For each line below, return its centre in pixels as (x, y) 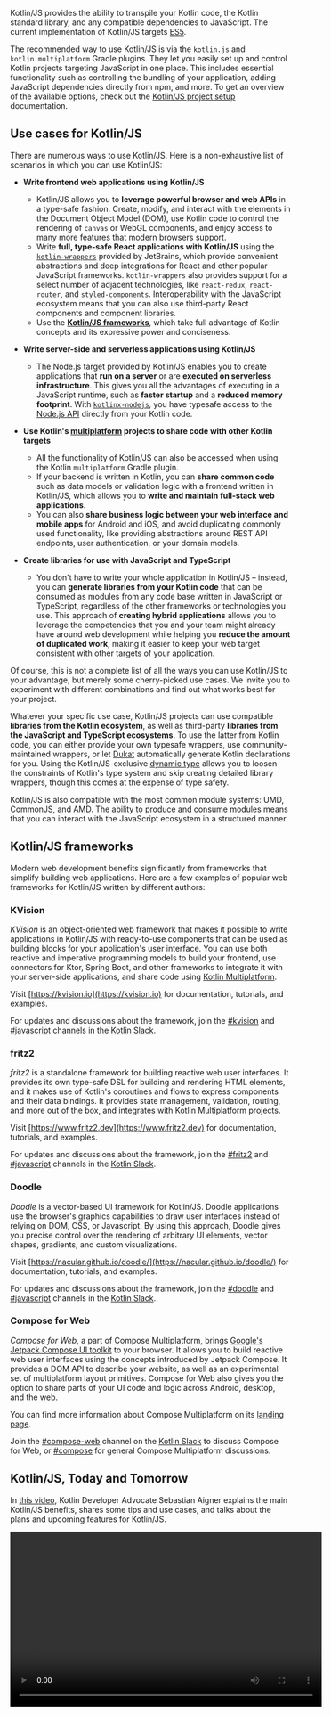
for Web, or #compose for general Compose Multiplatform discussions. (141, 1450)
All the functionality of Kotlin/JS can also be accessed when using (157, 457)
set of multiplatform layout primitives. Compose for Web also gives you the (147, 1378)
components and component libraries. (106, 313)
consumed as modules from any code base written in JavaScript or (159, 596)
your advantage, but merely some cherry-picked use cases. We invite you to (150, 680)
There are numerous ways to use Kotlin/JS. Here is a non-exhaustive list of (147, 155)
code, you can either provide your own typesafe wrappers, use (125, 744)
